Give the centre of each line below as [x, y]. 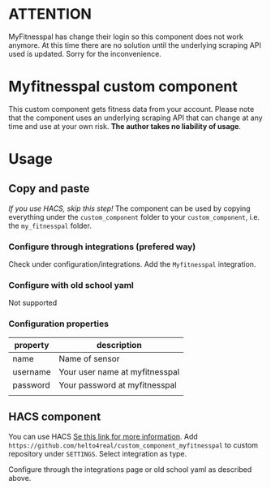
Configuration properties [59, 324]
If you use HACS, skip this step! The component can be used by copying [129, 208]
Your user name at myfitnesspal [119, 371]
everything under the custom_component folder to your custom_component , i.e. [134, 217]
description [119, 345]
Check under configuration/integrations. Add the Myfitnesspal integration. [132, 264]
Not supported [33, 303]
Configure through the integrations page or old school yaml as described [130, 469]
